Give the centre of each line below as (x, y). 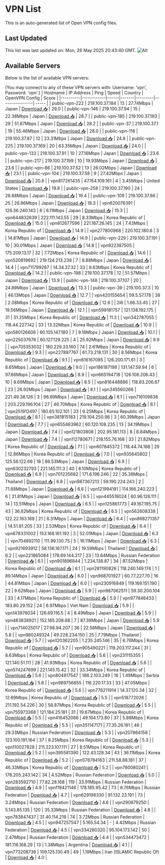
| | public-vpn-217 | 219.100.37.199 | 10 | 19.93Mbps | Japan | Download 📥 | (81, 160)
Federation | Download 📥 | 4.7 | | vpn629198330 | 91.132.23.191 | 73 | (75, 795)
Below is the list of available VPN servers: (47, 78)
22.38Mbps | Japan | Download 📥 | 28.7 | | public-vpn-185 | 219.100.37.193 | (82, 116)
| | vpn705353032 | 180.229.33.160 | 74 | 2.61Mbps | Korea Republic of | (78, 347)
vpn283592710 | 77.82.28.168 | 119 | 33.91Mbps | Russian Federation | (76, 782)
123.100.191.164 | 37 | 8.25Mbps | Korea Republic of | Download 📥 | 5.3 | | (80, 740)
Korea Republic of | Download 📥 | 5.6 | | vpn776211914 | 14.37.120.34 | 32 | (81, 690)
